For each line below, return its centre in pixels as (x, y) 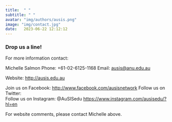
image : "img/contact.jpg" (33, 24)
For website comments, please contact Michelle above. (64, 114)
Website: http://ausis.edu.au (35, 78)
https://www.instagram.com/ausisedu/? (125, 99)
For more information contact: (37, 58)
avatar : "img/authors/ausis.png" (41, 19)
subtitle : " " (21, 15)
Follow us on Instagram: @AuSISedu (44, 99)
